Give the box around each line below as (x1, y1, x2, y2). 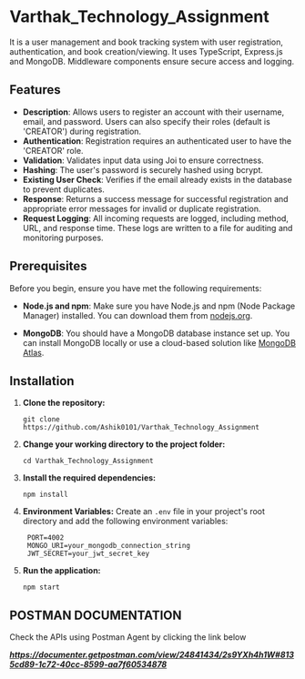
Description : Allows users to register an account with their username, (22, 106, 285, 117)
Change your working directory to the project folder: (22, 439, 226, 450)
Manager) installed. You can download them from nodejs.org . (22, 309, 253, 320)
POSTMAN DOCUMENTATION (9, 607, 182, 623)
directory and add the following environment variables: (22, 516, 229, 527)
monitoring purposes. (22, 232, 104, 243)
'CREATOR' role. (22, 145, 84, 156)
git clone (22, 415, 61, 424)
